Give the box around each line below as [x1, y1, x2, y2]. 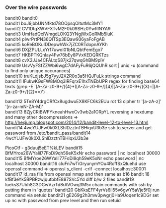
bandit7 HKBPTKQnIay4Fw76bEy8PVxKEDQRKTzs [5, 52, 109, 58]
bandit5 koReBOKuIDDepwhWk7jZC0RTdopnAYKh [5, 42, 108, 48]
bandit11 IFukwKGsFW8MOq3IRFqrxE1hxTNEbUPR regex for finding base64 [5, 78, 160, 84]
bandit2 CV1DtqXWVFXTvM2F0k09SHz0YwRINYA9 [5, 26, 111, 32]
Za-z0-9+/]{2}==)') [5, 89, 45, 95]
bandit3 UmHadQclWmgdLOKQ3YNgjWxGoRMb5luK [5, 31, 113, 37]
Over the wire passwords [5, 4, 67, 11]
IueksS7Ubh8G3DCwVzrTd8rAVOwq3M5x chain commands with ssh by [5, 182, 152, 188]
